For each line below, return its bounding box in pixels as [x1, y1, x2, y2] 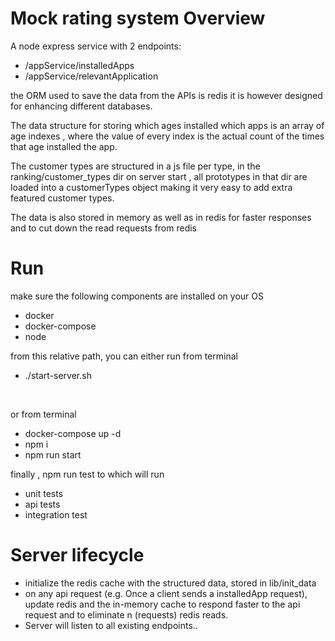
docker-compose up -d [24, 427, 122, 439]
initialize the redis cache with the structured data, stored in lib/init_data [24, 577, 317, 589]
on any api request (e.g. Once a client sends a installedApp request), [24, 587, 308, 599]
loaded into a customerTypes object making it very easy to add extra [10, 181, 293, 193]
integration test [24, 508, 88, 521]
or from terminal [10, 408, 77, 420]
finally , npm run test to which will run [10, 468, 165, 480]
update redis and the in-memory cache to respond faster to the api [24, 598, 301, 610]
